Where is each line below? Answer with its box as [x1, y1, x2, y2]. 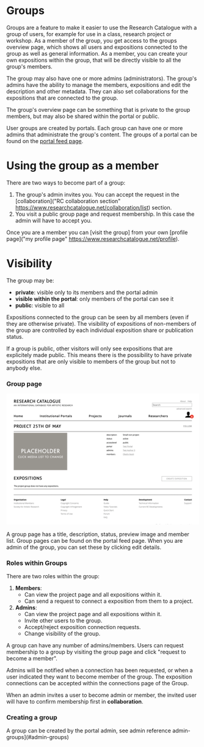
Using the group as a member [6, 159, 159, 173]
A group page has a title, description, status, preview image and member [6, 530, 189, 538]
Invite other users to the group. [24, 617, 103, 624]
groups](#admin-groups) [6, 734, 69, 741]
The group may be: [6, 276, 54, 284]
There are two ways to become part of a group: [6, 178, 126, 186]
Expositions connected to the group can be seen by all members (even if [6, 313, 189, 321]
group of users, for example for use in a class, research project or [6, 30, 172, 37]
